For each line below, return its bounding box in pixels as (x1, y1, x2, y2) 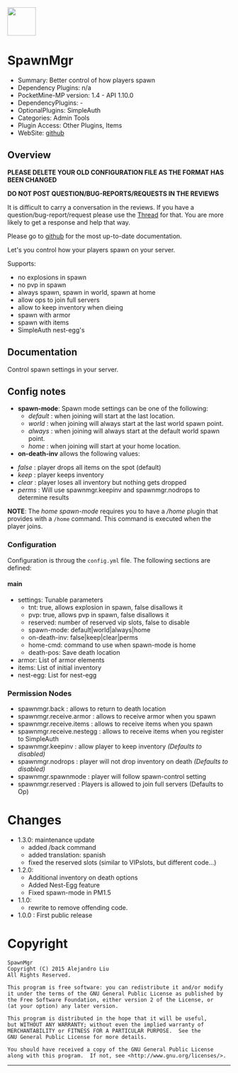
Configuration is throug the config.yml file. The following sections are (7, 556, 211, 564)
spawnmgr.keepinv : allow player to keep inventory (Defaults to (17, 742, 202, 751)
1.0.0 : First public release (17, 911, 93, 920)
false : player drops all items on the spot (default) (17, 464, 161, 472)
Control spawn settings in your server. (7, 365, 119, 373)
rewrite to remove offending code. (28, 904, 128, 912)
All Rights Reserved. (7, 972, 72, 979)
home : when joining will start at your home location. (28, 442, 181, 451)
